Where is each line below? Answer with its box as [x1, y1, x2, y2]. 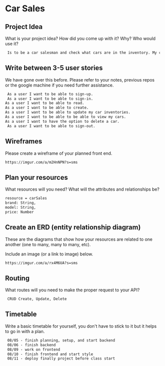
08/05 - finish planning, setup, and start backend [7, 338, 115, 343]
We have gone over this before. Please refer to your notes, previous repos [5, 77, 155, 83]
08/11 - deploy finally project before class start [7, 356, 115, 361]
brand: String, [5, 200, 36, 205]
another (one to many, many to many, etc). [5, 241, 91, 247]
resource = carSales [5, 196, 48, 201]
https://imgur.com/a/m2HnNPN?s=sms [5, 160, 78, 165]
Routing [5, 274, 30, 282]
